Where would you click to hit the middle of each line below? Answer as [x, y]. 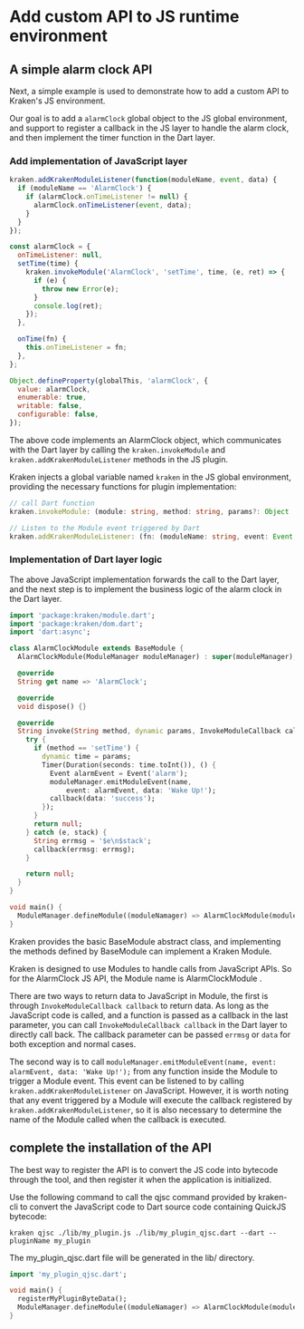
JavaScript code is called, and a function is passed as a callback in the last [149, 1015]
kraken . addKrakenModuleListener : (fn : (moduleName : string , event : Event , [153, 537]
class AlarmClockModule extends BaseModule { [96, 649]
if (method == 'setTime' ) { [86, 748]
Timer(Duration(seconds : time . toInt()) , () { [129, 765]
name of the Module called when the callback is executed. [118, 1119]
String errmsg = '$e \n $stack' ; [92, 840]
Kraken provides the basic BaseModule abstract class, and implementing [145, 941]
